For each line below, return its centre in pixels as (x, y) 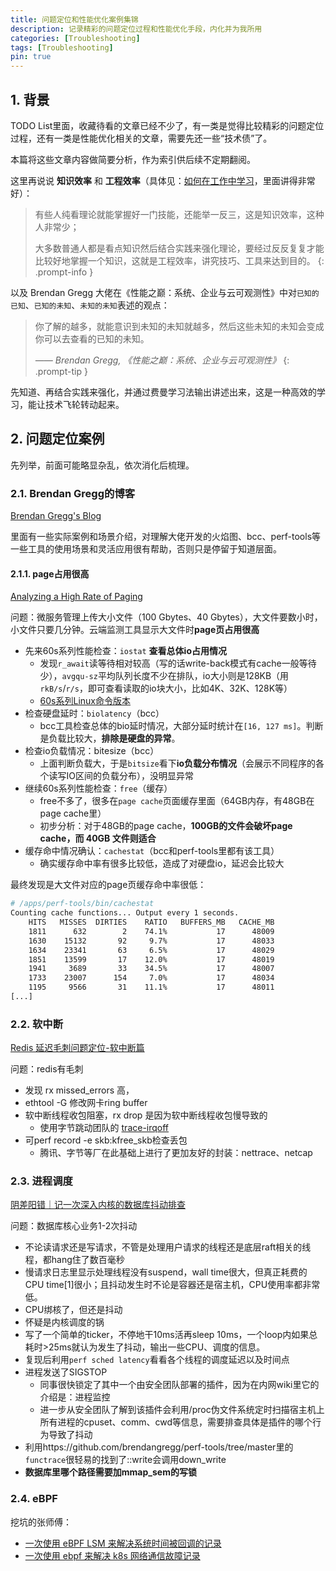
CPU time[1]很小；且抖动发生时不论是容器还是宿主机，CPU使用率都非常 (172, 1285)
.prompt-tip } (61, 371)
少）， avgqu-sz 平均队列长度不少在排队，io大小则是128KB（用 (164, 676)
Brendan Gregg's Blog (56, 516)
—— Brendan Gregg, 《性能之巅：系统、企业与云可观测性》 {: (162, 360)
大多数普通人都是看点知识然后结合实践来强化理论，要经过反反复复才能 (179, 248)
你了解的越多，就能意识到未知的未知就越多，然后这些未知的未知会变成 (179, 326)
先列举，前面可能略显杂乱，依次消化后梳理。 (102, 465)
